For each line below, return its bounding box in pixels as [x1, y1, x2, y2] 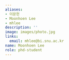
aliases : [5, 7, 23, 12]
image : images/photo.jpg [5, 30, 55, 34]
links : [5, 34, 18, 39]
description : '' [5, 25, 38, 30]
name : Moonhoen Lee [5, 43, 45, 48]
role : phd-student [5, 47, 42, 52]
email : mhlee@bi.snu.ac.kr [9, 39, 64, 44]
